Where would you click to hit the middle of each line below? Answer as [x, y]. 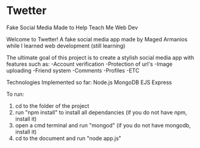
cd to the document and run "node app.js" [68, 138]
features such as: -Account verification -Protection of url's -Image [89, 64]
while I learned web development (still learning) [66, 46]
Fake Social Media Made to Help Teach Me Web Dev [72, 27]
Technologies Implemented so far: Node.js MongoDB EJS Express [89, 82]
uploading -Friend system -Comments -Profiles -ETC [73, 70]
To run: [15, 94]
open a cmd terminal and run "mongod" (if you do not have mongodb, [103, 125]
